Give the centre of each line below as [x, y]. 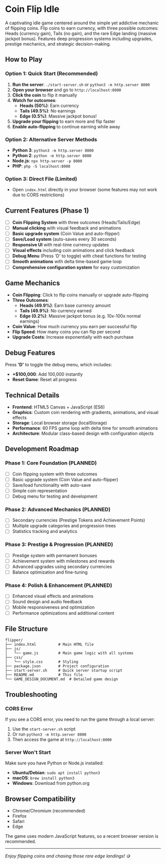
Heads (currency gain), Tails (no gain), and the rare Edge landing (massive [81, 33]
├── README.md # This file [44, 675]
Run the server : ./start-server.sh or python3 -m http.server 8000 [81, 84]
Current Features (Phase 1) [47, 210]
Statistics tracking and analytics [45, 531]
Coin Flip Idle [32, 9]
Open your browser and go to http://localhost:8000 [67, 90]
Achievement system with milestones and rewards [63, 561]
